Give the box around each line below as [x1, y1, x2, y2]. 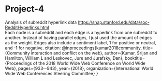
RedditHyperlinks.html [5, 24, 49, 30]
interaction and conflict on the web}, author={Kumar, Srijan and [30, 50, 157, 56]
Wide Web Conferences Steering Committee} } [5, 70, 98, 76]
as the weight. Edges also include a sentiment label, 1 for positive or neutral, [5, 40, 156, 45]
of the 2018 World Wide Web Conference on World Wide [33, 60, 146, 66]
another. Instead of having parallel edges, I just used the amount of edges [5, 35, 152, 40]
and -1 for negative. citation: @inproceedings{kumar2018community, [5, 45, 142, 51]
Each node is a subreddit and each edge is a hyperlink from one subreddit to [5, 29, 158, 35]
